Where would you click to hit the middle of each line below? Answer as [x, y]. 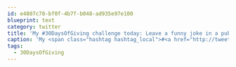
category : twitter [34, 27]
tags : [15, 46]
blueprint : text [31, 20]
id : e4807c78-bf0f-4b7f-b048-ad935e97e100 [70, 14]
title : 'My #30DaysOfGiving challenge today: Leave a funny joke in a [113, 33]
